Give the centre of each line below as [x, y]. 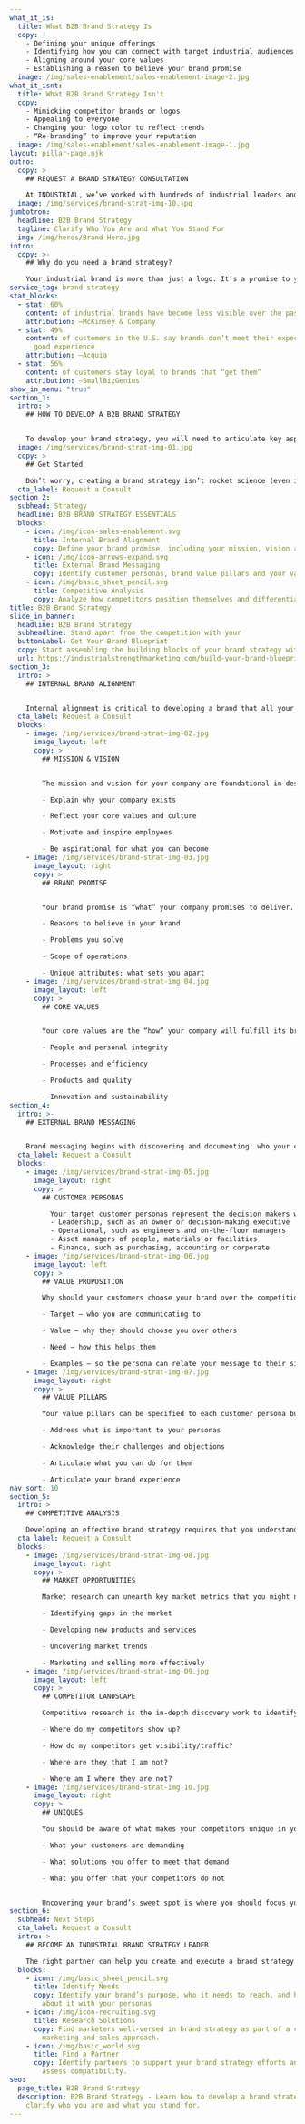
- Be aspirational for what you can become [125, 849]
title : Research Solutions [84, 2020]
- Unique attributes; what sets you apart [123, 973]
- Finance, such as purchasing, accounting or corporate [160, 1248]
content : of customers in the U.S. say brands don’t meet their [150, 339]
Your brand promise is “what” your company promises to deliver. [168, 907]
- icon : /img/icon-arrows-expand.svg [97, 557]
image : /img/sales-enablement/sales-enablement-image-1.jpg [133, 145]
